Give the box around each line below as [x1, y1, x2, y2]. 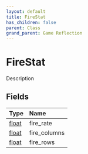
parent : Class [6, 25, 41, 31]
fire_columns [29, 128, 65, 136]
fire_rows [29, 138, 55, 146]
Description [6, 75, 34, 82]
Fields [6, 92, 29, 102]
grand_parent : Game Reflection [6, 30, 83, 36]
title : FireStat [6, 14, 46, 20]
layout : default [6, 8, 46, 15]
